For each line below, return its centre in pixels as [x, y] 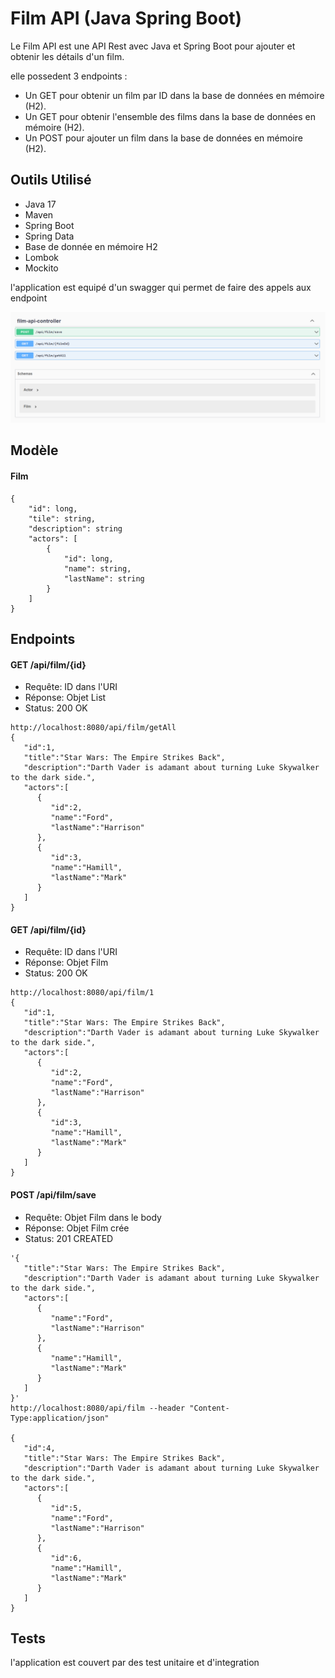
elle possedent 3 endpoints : [69, 76]
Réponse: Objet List [65, 698]
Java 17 [40, 204]
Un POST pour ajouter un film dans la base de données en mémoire [163, 138]
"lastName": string [104, 578]
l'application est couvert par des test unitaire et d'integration [135, 1663]
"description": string [75, 528]
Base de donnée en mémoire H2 [91, 246]
